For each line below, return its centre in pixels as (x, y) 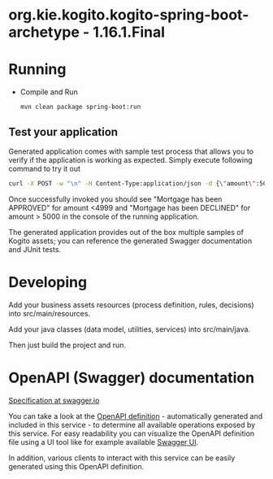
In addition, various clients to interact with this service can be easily (122, 458)
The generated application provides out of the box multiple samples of (126, 232)
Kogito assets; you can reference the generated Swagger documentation (130, 241)
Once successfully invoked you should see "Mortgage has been (115, 199)
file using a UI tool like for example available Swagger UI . (104, 442)
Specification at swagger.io (54, 400)
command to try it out (45, 168)
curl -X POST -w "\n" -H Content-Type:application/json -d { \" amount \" (132, 183)
